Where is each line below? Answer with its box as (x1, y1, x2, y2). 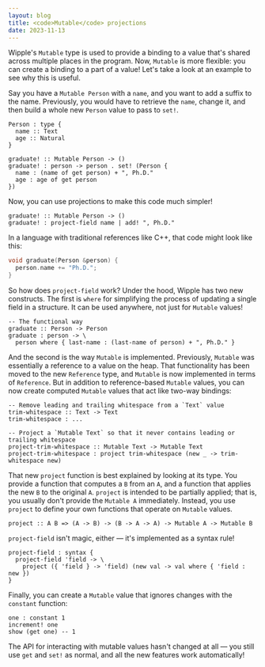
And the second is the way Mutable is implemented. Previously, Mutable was (8, 353, 255, 362)
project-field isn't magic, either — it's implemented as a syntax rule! (8, 533, 235, 543)
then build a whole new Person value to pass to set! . (8, 105, 180, 115)
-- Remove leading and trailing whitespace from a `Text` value (8, 401, 225, 409)
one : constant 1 (8, 614, 66, 622)
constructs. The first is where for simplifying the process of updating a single (8, 294, 257, 303)
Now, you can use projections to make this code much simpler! (8, 197, 214, 207)
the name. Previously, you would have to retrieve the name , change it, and (8, 97, 246, 107)
